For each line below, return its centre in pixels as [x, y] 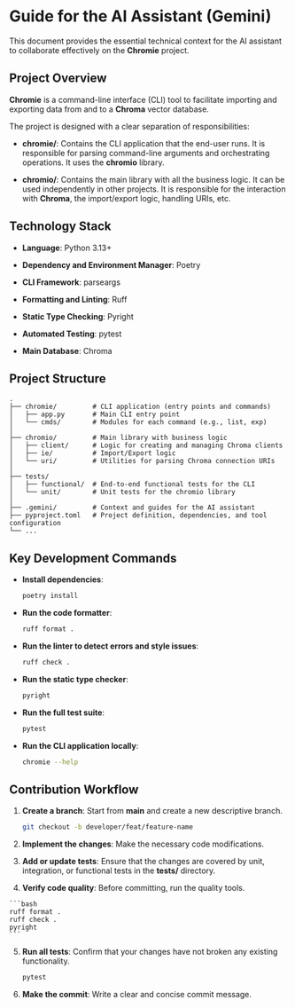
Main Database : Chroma [67, 350]
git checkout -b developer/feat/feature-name [107, 827]
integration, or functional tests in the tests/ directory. [119, 870]
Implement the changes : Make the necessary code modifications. [143, 844]
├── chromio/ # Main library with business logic [118, 438]
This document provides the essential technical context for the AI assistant [145, 41]
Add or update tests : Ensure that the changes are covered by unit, [144, 862]
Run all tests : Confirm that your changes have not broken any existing [150, 952]
